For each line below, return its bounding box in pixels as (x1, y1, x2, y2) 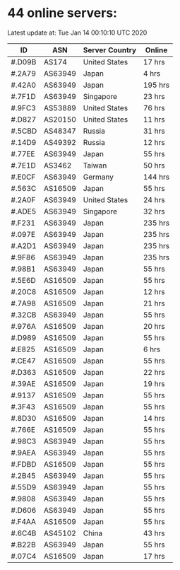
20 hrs (143, 321, 165, 331)
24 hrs (143, 194, 165, 204)
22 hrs (143, 367, 165, 377)
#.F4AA (11, 516, 37, 526)
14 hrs (143, 413, 165, 423)
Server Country (83, 45, 136, 54)
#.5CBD (11, 126, 37, 136)
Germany (83, 172, 114, 182)
